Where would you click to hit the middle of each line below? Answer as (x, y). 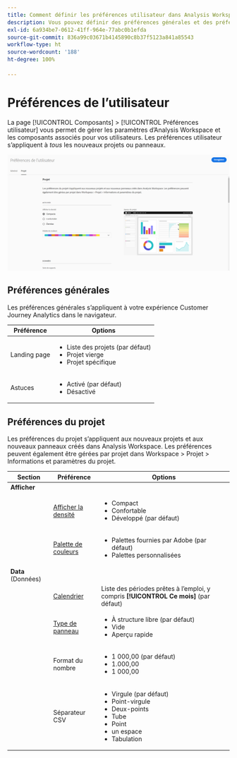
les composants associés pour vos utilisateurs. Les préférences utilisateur (115, 137)
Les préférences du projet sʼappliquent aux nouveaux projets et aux (105, 439)
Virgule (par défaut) (140, 694)
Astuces (22, 388)
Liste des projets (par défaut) (109, 347)
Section (29, 477)
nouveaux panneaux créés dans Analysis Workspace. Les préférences (110, 446)
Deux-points (130, 709)
